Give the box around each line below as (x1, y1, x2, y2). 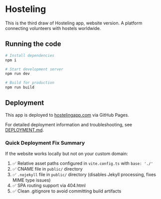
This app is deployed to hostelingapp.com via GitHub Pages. (5, 112, 130, 118)
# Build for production (5, 80, 55, 85)
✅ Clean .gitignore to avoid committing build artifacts (12, 188, 122, 194)
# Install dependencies (5, 53, 55, 58)
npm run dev (5, 71, 30, 76)
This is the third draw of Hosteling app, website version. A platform (5, 20, 143, 26)
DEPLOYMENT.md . (5, 127, 44, 133)
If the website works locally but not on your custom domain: (5, 151, 128, 157)
